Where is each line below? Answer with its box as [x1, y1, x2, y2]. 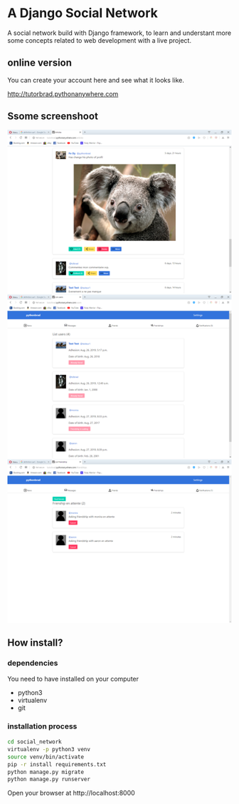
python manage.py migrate [7, 768, 84, 775]
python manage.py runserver [7, 775, 91, 783]
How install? [7, 636, 63, 649]
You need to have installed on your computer [7, 674, 139, 683]
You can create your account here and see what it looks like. [7, 76, 185, 84]
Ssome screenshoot [7, 110, 98, 123]
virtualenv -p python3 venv [7, 746, 91, 753]
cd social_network [7, 738, 62, 746]
